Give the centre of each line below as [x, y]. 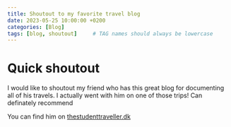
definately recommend [40, 103]
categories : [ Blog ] [36, 27]
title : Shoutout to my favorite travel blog [74, 14]
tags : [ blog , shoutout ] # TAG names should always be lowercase [110, 34]
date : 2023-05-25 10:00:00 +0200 [57, 20]
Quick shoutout [54, 68]
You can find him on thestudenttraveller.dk [69, 116]
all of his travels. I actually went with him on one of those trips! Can [105, 95]
